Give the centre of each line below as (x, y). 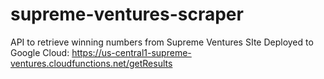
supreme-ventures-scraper (127, 14)
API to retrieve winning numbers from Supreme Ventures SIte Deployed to (162, 42)
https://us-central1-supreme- (131, 52)
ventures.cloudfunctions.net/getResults (91, 63)
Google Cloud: (40, 52)
